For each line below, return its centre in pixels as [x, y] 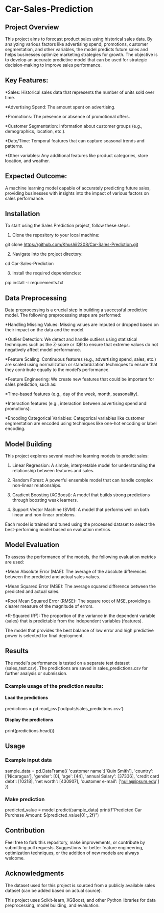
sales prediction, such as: [31, 384]
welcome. [15, 858]
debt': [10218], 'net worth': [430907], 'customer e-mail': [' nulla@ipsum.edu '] [82, 781]
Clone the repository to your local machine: [56, 235]
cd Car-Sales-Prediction [29, 264]
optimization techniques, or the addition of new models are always [72, 853]
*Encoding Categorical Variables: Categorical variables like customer [75, 418]
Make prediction [25, 799]
